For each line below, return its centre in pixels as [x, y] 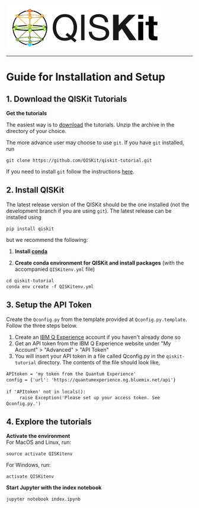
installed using [24, 217]
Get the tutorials [27, 113]
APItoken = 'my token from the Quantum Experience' [71, 374]
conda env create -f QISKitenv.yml [50, 286]
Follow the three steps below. [42, 326]
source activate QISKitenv [39, 454]
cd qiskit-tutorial [30, 280]
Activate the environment [38, 436]
